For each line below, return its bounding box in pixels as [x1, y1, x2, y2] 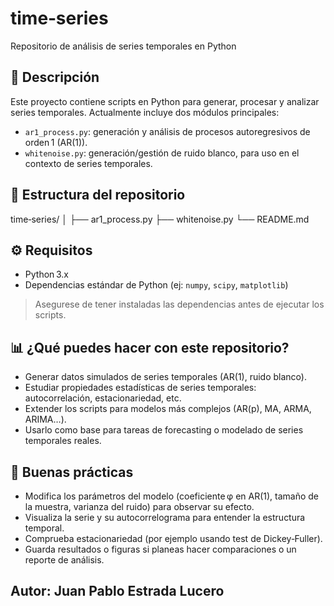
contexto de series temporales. [24, 157, 153, 169]
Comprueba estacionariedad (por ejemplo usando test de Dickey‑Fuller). [24, 533, 323, 544]
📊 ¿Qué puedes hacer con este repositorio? [10, 339, 290, 356]
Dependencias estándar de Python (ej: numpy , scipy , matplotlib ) [24, 279, 289, 291]
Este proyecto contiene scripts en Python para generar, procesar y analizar [10, 95, 320, 107]
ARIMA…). [24, 413, 67, 426]
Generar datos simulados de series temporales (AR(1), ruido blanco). [24, 371, 307, 383]
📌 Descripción [10, 69, 100, 86]
